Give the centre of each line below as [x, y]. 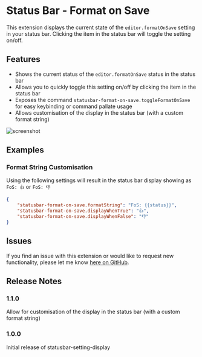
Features [23, 59]
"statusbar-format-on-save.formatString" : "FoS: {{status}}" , [97, 205]
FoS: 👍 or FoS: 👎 [28, 187]
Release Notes [34, 281]
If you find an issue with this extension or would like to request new [90, 256]
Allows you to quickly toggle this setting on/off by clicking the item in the [106, 87]
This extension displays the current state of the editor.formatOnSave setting [101, 27]
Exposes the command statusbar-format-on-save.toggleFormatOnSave [103, 100]
